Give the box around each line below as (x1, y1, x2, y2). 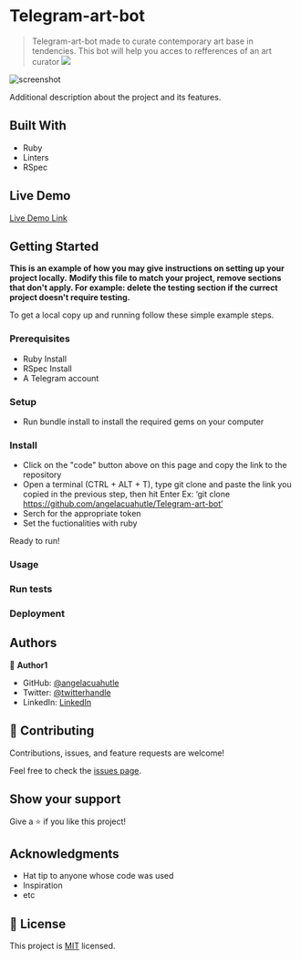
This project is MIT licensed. (9, 941, 116, 952)
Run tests (9, 583, 53, 596)
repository (22, 469, 62, 480)
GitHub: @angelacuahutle (22, 677, 119, 688)
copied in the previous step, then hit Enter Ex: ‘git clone (22, 489, 231, 500)
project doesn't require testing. (9, 292, 130, 303)
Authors (9, 635, 57, 651)
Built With (9, 118, 67, 133)
